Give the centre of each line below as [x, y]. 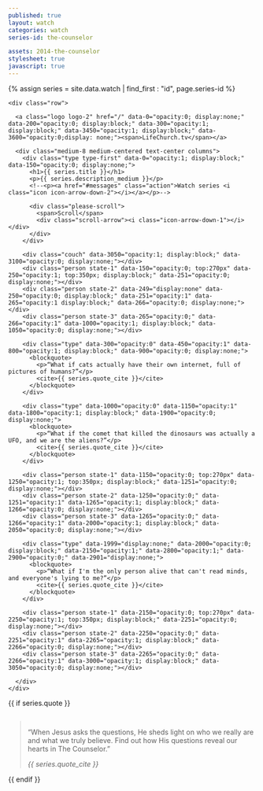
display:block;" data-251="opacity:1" [128, 296]
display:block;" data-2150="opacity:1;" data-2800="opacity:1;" [116, 551]
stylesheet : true [37, 59]
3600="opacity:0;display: [50, 137]
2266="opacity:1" [37, 661]
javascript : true [37, 67]
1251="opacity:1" [37, 502]
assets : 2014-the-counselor [54, 52]
